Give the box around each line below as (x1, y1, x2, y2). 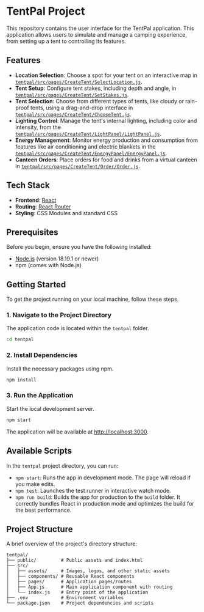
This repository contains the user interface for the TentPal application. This (6, 24, 194, 32)
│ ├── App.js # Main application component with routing (6, 584, 173, 591)
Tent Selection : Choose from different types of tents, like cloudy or (15, 97, 185, 105)
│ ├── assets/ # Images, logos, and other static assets (6, 568, 171, 574)
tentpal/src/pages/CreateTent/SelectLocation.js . (15, 78, 143, 85)
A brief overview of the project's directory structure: (6, 540, 138, 548)
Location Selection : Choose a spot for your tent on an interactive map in (15, 72, 198, 79)
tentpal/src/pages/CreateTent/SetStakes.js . (15, 90, 129, 98)
